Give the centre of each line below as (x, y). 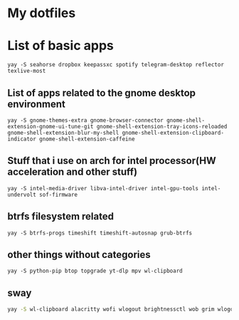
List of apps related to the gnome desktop (102, 93)
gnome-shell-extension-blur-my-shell (63, 133)
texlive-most (27, 71)
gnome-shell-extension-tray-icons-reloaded (162, 126)
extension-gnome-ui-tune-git (51, 126)
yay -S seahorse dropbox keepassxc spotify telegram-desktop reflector (116, 65)
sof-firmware (58, 195)
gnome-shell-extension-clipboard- (173, 133)
